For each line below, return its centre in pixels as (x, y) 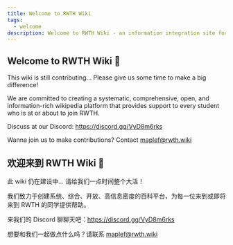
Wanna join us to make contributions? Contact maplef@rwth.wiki (100, 140)
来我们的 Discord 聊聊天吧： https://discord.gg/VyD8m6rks (91, 219)
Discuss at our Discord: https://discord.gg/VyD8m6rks (85, 127)
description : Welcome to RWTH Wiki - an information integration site (111, 33)
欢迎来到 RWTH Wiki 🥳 (56, 163)
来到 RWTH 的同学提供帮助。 (49, 204)
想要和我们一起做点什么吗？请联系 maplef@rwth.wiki (83, 234)
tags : (15, 20)
